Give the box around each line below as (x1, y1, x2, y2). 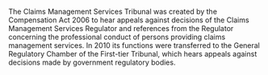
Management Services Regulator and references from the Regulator (8, 24, 234, 33)
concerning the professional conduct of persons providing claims (8, 32, 226, 41)
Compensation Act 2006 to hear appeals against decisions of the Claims (8, 15, 249, 25)
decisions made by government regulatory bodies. (8, 57, 176, 67)
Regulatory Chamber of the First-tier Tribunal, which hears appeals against (8, 49, 258, 58)
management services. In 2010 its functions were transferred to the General (8, 41, 261, 50)
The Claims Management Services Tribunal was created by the (8, 7, 218, 16)
